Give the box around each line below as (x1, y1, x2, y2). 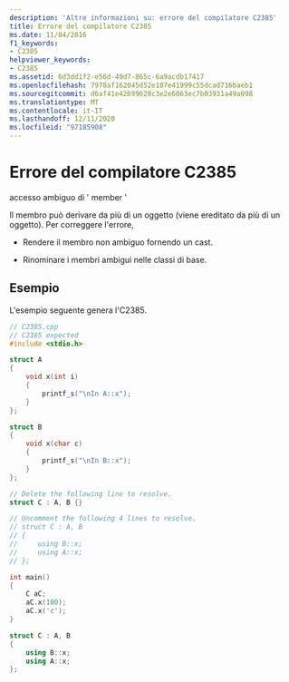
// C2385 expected (9, 330, 79, 340)
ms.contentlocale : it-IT (9, 106, 103, 115)
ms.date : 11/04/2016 (9, 30, 88, 39)
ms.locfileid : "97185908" (9, 123, 107, 132)
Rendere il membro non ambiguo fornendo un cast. (22, 237, 214, 248)
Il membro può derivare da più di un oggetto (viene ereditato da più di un (9, 209, 281, 220)
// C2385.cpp (9, 322, 59, 331)
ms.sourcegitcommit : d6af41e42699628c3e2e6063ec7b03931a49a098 (9, 89, 254, 98)
